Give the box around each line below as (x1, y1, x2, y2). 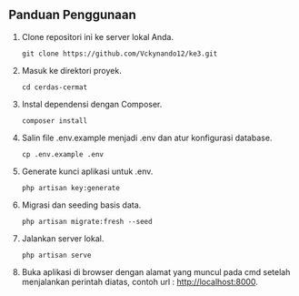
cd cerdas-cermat (21, 82, 88, 92)
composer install (21, 116, 88, 126)
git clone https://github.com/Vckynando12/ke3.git (21, 49, 218, 58)
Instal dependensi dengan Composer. (21, 98, 163, 109)
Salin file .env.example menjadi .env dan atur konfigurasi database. (21, 132, 273, 143)
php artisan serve (21, 250, 92, 260)
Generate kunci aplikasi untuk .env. (21, 166, 154, 177)
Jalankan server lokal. (21, 232, 105, 244)
